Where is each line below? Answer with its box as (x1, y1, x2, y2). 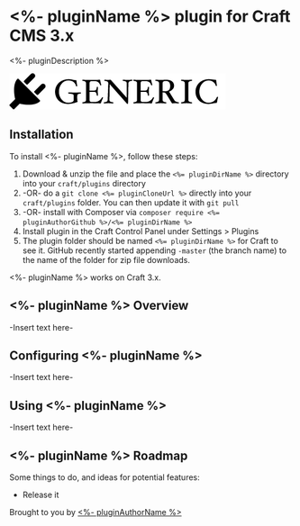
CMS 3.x (9, 25, 75, 46)
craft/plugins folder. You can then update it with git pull (22, 196, 240, 208)
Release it (22, 489, 59, 500)
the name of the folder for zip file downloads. (22, 254, 191, 265)
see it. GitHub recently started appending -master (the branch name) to (22, 245, 286, 256)
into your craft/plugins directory (22, 177, 147, 188)
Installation (9, 127, 74, 142)
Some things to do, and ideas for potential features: (9, 472, 200, 483)
